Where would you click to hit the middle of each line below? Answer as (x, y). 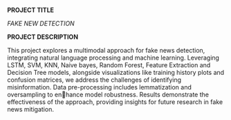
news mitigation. (30, 109)
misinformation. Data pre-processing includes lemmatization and (100, 87)
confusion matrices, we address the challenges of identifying (94, 80)
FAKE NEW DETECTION (41, 23)
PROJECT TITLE (30, 10)
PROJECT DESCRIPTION (43, 37)
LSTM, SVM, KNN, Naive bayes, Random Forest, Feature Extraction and (109, 65)
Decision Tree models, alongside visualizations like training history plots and (116, 72)
